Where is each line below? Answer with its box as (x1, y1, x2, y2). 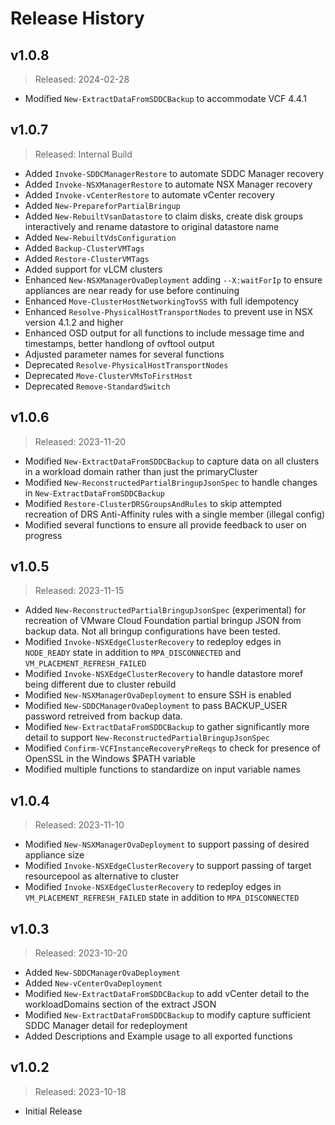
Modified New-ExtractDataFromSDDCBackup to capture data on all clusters (24, 455, 320, 467)
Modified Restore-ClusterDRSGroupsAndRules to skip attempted (24, 497, 282, 509)
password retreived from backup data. (24, 710, 183, 722)
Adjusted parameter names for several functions (24, 348, 225, 360)
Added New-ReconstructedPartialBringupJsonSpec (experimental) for (24, 604, 307, 616)
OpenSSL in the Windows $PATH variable (24, 753, 197, 765)
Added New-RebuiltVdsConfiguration (24, 231, 177, 243)
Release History (10, 7, 145, 30)
